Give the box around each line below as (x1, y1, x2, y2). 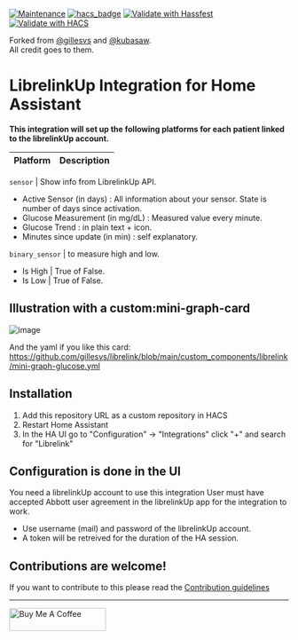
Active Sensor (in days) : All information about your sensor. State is (21, 194, 268, 204)
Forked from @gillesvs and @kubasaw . (9, 36, 152, 45)
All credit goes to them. (9, 44, 95, 55)
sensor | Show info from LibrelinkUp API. (9, 176, 157, 186)
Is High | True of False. (21, 265, 106, 276)
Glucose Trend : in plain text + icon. (21, 222, 153, 233)
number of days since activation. (21, 202, 142, 213)
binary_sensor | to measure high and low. (9, 249, 160, 259)
